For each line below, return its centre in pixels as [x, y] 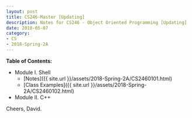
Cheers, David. [24, 109]
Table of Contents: [29, 61]
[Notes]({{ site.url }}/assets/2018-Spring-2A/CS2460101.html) [98, 78]
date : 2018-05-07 [27, 28]
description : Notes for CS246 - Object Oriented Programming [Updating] [97, 22]
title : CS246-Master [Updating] [45, 17]
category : [18, 33]
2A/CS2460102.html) [49, 91]
